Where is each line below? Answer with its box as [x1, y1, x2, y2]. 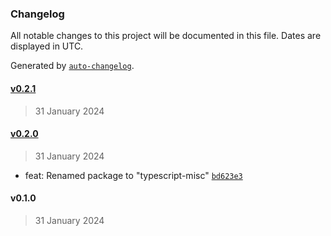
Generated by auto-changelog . [10, 60, 135, 72]
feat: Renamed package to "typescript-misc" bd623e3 [24, 169, 243, 181]
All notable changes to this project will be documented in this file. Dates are [10, 30, 322, 42]
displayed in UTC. [10, 40, 84, 52]
